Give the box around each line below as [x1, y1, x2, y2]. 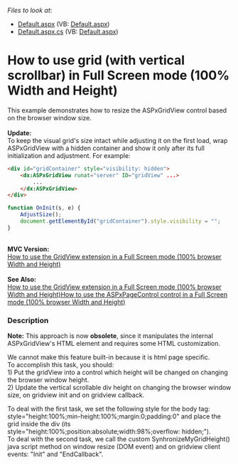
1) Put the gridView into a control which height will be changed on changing [7, 368, 229, 376]
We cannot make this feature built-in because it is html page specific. [7, 353, 210, 362]
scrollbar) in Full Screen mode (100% [7, 68, 229, 84]
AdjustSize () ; [20, 211, 62, 218]
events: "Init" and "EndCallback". [7, 450, 104, 458]
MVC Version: [7, 245, 50, 253]
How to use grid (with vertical [7, 53, 185, 68]
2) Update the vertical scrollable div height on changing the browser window [7, 384, 232, 392]
